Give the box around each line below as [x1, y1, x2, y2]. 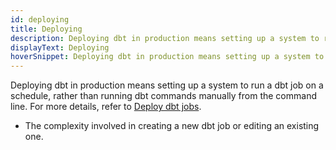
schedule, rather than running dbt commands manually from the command [10, 90, 317, 102]
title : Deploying [10, 24, 83, 34]
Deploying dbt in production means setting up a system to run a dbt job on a [10, 79, 324, 91]
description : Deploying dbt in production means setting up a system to [10, 33, 320, 43]
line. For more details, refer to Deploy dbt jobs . [10, 101, 202, 113]
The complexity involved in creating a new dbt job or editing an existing [24, 120, 320, 132]
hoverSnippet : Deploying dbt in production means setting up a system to [10, 52, 325, 62]
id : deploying [10, 14, 70, 25]
